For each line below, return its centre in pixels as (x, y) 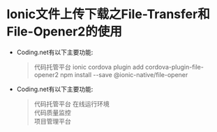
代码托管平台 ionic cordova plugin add (89, 67)
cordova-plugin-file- (174, 67)
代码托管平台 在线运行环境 (72, 104)
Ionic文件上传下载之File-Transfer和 (108, 14)
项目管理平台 (52, 121)
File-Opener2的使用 (65, 32)
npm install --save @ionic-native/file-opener (124, 74)
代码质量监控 (52, 113)
